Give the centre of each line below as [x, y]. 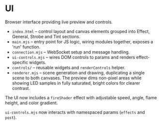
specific [20, 62]
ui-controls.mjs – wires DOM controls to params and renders [74, 57]
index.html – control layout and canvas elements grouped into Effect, [81, 31]
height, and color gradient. [31, 103]
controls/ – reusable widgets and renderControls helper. [69, 67]
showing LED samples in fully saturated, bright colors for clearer [76, 83]
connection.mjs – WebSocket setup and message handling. [71, 52]
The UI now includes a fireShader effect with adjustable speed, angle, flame [81, 97]
